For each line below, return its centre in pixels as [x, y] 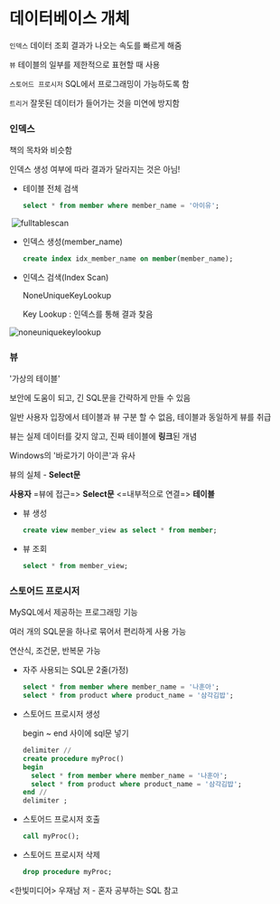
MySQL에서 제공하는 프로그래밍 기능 [74, 613]
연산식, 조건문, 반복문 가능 [55, 651]
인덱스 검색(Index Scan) [65, 277]
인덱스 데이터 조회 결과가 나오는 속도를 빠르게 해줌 [96, 45]
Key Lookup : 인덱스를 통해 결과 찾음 [88, 314]
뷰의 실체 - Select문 [45, 475]
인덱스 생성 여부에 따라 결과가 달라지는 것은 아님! [95, 169]
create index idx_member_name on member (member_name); [128, 259]
